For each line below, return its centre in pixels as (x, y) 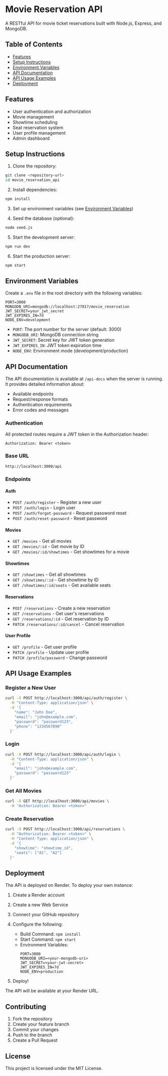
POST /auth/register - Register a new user (57, 502)
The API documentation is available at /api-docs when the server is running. (84, 379)
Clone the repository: (35, 166)
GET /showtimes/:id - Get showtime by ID (55, 580)
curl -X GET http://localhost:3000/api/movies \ (57, 801)
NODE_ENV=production (42, 972)
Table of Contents (34, 45)
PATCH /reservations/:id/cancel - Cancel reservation (68, 624)
